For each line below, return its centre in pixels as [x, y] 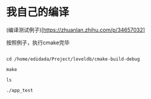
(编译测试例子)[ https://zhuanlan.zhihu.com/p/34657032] [75, 30]
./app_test [20, 90]
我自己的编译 [38, 12]
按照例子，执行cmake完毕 [38, 42]
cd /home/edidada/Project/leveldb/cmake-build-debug [73, 59]
